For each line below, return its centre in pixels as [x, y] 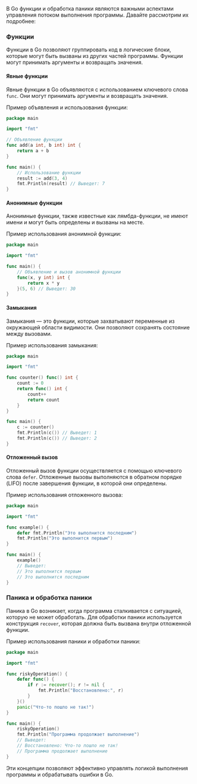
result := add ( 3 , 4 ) [42, 178]
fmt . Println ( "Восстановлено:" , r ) [81, 691]
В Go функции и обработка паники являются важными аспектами [90, 9]
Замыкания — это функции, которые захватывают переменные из [90, 321]
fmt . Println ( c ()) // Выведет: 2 [57, 439]
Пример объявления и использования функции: [67, 107]
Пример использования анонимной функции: [64, 234]
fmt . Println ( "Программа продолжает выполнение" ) [78, 734]
